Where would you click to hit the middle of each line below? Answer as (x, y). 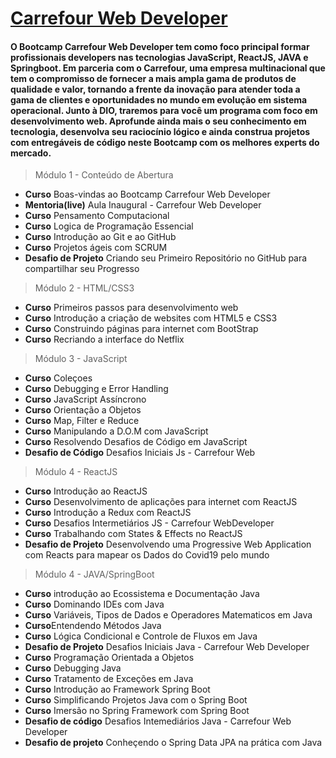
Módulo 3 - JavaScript (81, 359)
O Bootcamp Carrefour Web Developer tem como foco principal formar (160, 46)
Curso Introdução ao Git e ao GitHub (100, 237)
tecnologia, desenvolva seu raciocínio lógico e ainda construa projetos (160, 131)
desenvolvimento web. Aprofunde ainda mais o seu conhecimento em (158, 121)
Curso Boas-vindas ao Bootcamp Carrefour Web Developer (147, 194)
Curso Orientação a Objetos (83, 410)
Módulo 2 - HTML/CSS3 (84, 288)
